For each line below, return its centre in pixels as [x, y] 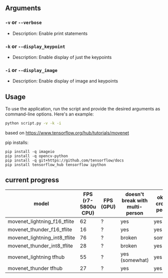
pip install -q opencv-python [37, 156]
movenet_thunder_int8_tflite [40, 245]
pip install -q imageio [30, 151]
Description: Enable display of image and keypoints [65, 81]
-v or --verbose [23, 22]
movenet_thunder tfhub [35, 268]
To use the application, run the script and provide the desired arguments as [83, 109]
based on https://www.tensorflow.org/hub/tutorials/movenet [67, 132]
